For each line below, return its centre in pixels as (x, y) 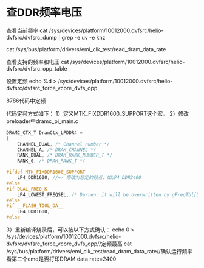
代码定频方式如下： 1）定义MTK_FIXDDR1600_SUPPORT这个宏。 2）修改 (98, 113)
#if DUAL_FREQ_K (27, 189)
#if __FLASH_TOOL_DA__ (35, 206)
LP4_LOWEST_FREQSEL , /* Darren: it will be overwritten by (93, 195)
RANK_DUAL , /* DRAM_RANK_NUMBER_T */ (65, 155)
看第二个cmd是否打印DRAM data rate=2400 (61, 259)
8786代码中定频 (26, 100)
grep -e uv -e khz (83, 37)
